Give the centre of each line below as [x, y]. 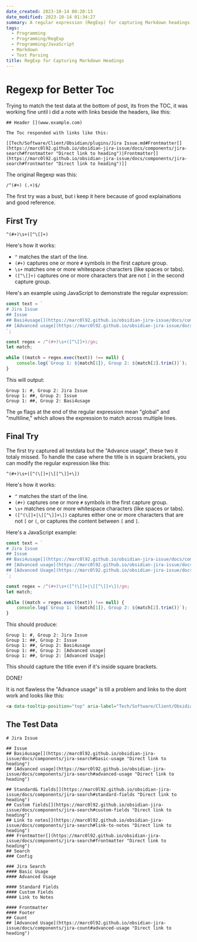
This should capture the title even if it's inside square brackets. [82, 667]
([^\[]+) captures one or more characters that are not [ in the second [99, 276]
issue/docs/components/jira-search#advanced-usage [69, 774]
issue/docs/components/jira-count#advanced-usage [68, 928]
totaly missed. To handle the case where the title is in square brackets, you [96, 457]
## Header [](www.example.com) [44, 123]
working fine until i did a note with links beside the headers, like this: [89, 112]
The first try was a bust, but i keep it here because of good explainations [94, 196]
